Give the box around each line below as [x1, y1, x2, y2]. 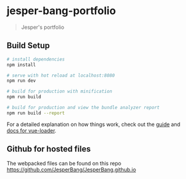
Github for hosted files [6, 144, 91, 154]
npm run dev [6, 78, 36, 84]
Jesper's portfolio [21, 24, 64, 31]
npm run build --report [6, 110, 65, 116]
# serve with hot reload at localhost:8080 [6, 72, 115, 78]
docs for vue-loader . [6, 127, 57, 134]
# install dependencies [6, 56, 65, 62]
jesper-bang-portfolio [6, 4, 117, 18]
